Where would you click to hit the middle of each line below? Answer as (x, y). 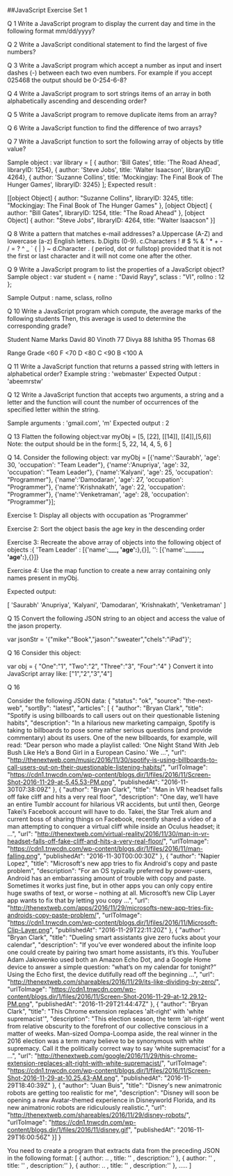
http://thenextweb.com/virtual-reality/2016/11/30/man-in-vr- (123, 834)
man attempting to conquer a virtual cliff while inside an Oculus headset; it (114, 826)
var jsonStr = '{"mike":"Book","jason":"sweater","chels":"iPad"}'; (99, 639)
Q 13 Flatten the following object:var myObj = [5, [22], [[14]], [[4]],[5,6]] (109, 437)
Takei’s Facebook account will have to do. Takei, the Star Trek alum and (110, 812)
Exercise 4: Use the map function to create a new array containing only (109, 571)
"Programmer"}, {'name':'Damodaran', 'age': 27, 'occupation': (96, 479)
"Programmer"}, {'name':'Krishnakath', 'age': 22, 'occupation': (96, 487)
